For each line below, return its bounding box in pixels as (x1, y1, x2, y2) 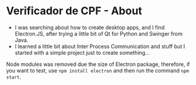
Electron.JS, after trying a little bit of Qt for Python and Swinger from (14, 30, 183, 37)
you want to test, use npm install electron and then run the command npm (6, 67, 189, 74)
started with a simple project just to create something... (14, 49, 150, 56)
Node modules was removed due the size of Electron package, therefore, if (6, 61, 190, 68)
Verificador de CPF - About (6, 4, 143, 18)
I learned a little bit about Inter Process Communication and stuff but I (14, 43, 185, 50)
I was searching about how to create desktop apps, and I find (14, 24, 165, 31)
